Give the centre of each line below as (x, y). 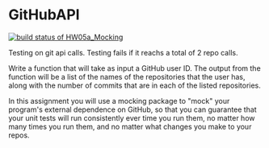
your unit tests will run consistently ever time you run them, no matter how (132, 117)
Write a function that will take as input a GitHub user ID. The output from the (134, 68)
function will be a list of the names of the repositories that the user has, (127, 76)
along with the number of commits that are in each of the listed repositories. (134, 85)
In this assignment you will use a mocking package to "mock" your (119, 101)
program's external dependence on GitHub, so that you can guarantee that (132, 109)
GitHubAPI (44, 15)
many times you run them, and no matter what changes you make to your (130, 126)
